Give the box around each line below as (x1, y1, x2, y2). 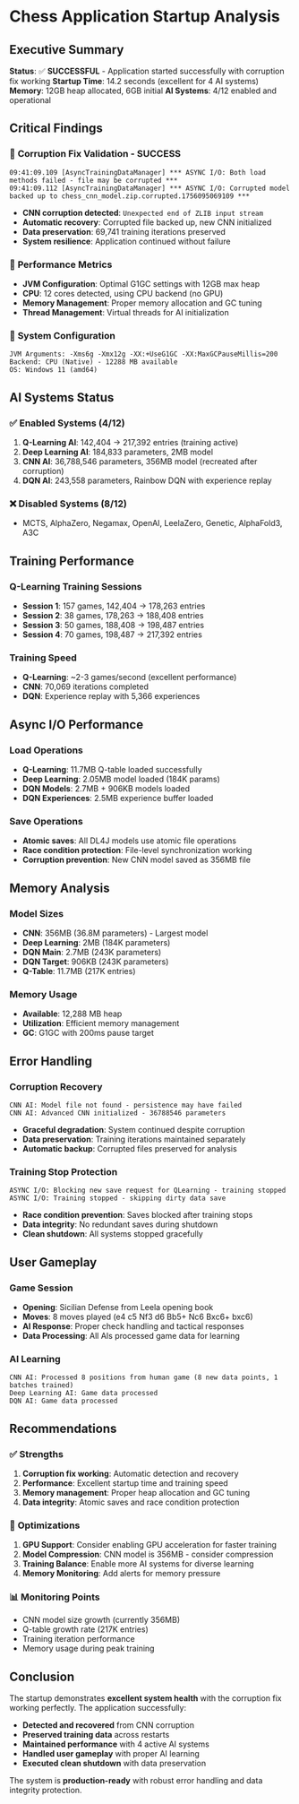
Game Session (9, 1282, 73, 1294)
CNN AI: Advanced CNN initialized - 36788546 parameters (9, 1109, 226, 1118)
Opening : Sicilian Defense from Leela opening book (21, 1301, 214, 1312)
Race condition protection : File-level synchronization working (21, 845, 252, 856)
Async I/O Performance (9, 717, 144, 732)
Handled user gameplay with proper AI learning (21, 1748, 200, 1759)
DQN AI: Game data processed (9, 1396, 118, 1406)
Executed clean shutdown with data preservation (21, 1758, 207, 1769)
